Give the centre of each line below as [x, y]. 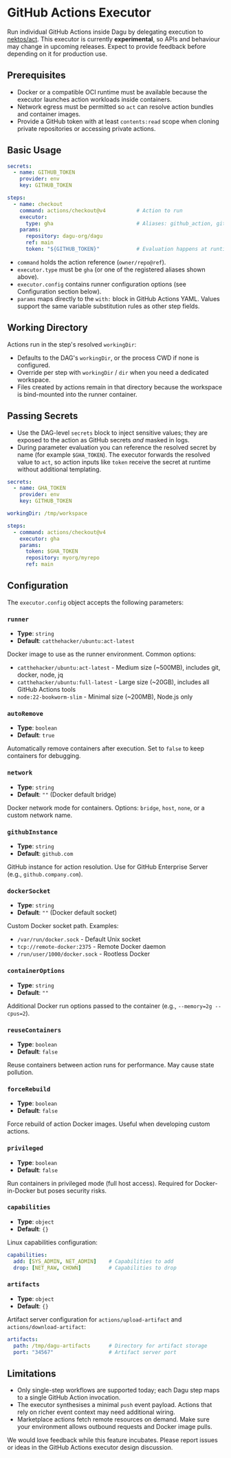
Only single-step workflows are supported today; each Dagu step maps [118, 1390]
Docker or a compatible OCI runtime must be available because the [112, 92]
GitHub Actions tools [46, 690]
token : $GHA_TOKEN [52, 552]
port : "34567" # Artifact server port [95, 1352]
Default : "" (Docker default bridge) [67, 794]
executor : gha [40, 539]
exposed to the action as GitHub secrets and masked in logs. [103, 440]
